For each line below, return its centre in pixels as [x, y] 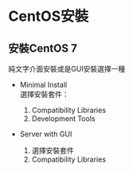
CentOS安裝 [49, 16]
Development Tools [63, 119]
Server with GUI [46, 134]
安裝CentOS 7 [43, 48]
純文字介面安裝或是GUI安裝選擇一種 [67, 69]
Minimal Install [43, 85]
